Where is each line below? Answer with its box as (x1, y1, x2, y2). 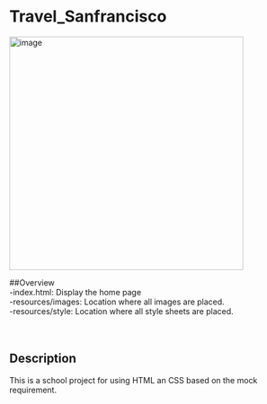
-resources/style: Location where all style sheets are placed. (9, 305, 234, 316)
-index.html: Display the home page (9, 286, 142, 297)
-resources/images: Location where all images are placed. (9, 296, 225, 307)
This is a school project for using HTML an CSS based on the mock (9, 374, 258, 385)
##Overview (9, 277, 56, 288)
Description (9, 351, 76, 366)
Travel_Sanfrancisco (9, 6, 167, 27)
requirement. (9, 384, 57, 395)
